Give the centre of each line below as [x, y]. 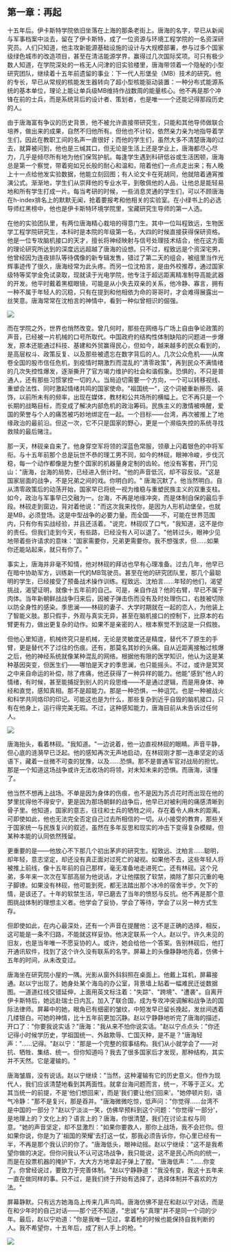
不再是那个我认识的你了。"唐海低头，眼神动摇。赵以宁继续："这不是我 [118, 1144]
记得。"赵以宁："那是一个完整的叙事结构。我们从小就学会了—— [122, 1043]
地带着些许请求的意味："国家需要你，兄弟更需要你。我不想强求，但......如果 [113, 541]
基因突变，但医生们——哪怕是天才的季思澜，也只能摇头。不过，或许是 [112, 665]
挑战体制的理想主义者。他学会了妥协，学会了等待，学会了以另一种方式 [112, 902]
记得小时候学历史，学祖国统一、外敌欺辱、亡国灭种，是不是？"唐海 [102, 1034]
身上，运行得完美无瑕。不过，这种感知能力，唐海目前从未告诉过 [115, 707]
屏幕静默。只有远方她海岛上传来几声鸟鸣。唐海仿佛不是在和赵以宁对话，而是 [115, 1202]
